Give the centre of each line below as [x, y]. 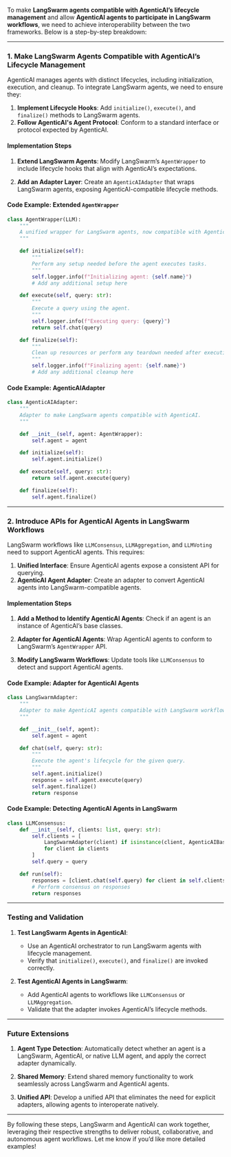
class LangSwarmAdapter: [43, 698]
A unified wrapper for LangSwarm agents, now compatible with [110, 232]
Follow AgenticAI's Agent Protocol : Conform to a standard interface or [118, 123]
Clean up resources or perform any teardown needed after [117, 353]
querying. [31, 572]
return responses [56, 893]
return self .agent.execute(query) [81, 479]
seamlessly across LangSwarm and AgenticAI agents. [93, 1084]
